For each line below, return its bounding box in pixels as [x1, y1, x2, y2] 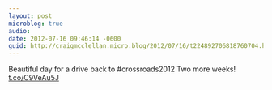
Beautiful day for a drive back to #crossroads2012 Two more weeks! [8, 64, 236, 74]
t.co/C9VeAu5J [8, 73, 59, 83]
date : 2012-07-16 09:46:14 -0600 [8, 34, 121, 43]
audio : [8, 27, 31, 35]
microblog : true [8, 19, 63, 28]
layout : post [8, 11, 53, 20]
